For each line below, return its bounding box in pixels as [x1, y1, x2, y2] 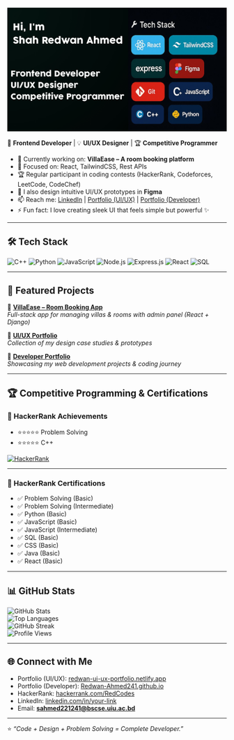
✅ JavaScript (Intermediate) [17, 525, 97, 534]
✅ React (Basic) [17, 557, 63, 565]
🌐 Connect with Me [7, 656, 93, 668]
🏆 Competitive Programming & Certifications [7, 387, 209, 399]
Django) [7, 318, 31, 326]
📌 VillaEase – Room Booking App [7, 303, 103, 311]
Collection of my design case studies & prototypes [7, 339, 153, 347]
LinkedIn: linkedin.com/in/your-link [17, 696, 117, 704]
